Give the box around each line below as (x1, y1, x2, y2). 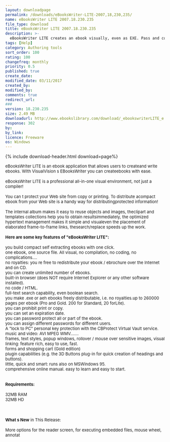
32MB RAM (5, 392, 27, 397)
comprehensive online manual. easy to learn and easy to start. (5, 366, 126, 372)
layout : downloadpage (5, 7, 51, 13)
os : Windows (5, 140, 30, 145)
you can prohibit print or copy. (5, 305, 64, 311)
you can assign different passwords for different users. (5, 321, 112, 326)
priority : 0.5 (5, 64, 35, 69)
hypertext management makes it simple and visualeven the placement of (5, 219, 146, 225)
